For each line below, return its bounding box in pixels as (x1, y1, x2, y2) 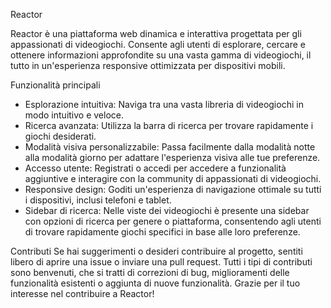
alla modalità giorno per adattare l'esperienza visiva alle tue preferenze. (24, 152, 321, 163)
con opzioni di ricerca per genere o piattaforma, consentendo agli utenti (24, 215, 322, 227)
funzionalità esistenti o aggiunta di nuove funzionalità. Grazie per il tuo (10, 277, 301, 289)
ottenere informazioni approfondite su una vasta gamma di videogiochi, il (10, 49, 312, 61)
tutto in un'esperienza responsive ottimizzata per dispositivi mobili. (10, 60, 286, 71)
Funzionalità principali (10, 79, 101, 91)
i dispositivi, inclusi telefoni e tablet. (24, 194, 172, 206)
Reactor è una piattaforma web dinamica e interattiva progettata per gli (10, 28, 302, 39)
